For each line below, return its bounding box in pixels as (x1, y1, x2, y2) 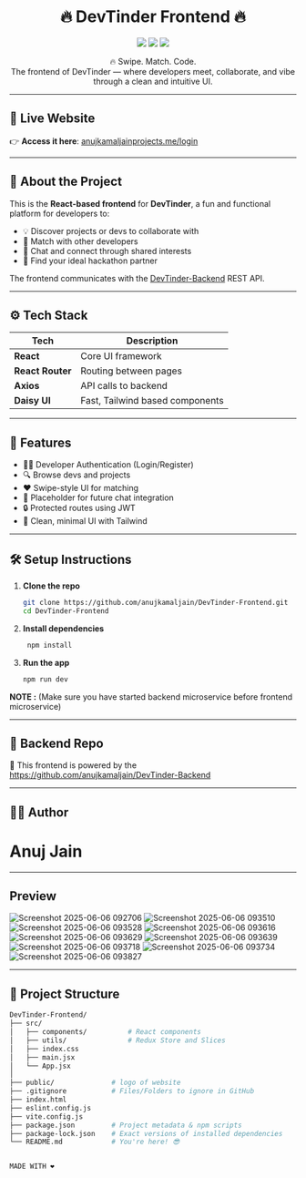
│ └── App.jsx (9, 1061, 71, 1070)
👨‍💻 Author (9, 804, 69, 820)
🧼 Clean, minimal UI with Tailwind (22, 516, 148, 527)
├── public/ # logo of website (9, 1078, 181, 1088)
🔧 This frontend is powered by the (9, 760, 138, 771)
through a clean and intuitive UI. (93, 76, 213, 87)
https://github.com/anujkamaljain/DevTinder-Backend (9, 770, 211, 781)
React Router (14, 364, 72, 377)
